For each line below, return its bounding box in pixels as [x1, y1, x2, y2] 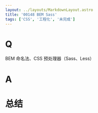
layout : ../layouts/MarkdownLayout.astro [5, 7, 93, 13]
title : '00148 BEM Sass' [5, 12, 57, 17]
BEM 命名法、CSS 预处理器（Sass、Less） [5, 56, 94, 62]
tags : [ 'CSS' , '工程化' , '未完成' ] [5, 17, 75, 22]
